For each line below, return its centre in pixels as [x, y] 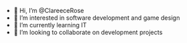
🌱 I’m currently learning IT [50, 25]
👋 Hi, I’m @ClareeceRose [49, 11]
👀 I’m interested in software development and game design [97, 18]
